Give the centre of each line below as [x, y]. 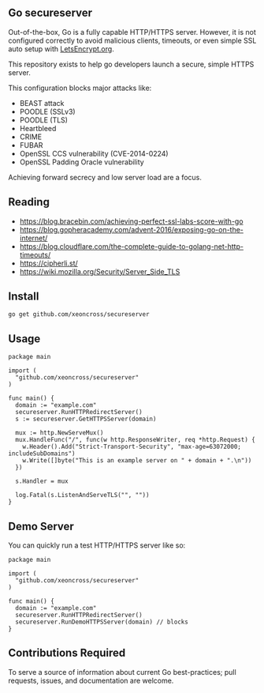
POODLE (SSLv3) [48, 111]
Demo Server [41, 526]
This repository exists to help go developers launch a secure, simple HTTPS [131, 64]
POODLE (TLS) [44, 120]
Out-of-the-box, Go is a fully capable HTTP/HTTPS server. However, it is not [132, 32]
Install [24, 297]
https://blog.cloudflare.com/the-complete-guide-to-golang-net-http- [132, 246]
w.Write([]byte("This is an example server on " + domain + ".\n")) [137, 461]
